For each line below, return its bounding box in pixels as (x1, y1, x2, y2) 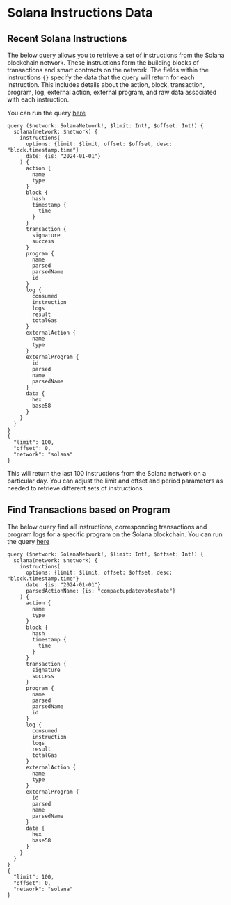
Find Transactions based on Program (7, 504, 170, 516)
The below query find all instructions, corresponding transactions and (7, 522, 207, 531)
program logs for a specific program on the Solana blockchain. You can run (7, 530, 223, 538)
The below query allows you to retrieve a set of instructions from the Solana (7, 51, 225, 59)
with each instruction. (7, 95, 70, 104)
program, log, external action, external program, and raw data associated (7, 88, 217, 96)
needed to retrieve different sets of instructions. (7, 484, 145, 492)
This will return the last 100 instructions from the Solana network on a (7, 470, 207, 477)
